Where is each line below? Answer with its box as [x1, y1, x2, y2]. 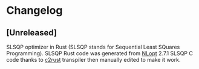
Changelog [6, 4, 63, 17]
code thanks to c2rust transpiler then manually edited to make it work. [6, 56, 181, 63]
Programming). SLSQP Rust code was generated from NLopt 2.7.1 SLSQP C [6, 50, 194, 57]
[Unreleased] [6, 28, 57, 38]
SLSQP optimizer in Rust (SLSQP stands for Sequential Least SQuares [6, 43, 180, 50]
